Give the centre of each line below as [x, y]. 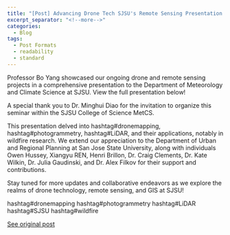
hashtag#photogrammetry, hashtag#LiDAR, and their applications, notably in [115, 133]
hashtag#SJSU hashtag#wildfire [53, 210]
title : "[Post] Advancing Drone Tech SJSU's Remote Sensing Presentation [115, 13]
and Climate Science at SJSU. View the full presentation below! [96, 92]
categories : [24, 26]
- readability [33, 52]
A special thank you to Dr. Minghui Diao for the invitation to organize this [109, 105]
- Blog [23, 33]
